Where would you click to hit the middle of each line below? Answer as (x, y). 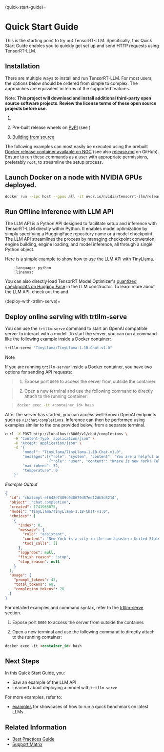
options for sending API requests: (39, 372)
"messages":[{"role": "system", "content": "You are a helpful (88, 457)
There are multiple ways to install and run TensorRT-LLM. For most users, (79, 78)
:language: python (32, 268)
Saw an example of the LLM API (44, 682)
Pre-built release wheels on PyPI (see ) (51, 127)
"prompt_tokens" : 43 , (36, 580)
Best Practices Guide (33, 739)
